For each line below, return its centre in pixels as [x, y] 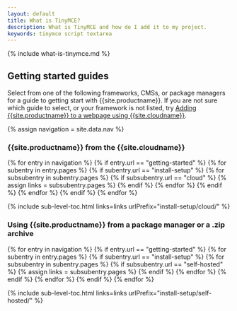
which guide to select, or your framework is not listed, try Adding [102, 108]
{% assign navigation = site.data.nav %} [66, 129]
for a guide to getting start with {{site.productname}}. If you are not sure [112, 100]
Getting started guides [58, 76]
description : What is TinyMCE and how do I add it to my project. [107, 27]
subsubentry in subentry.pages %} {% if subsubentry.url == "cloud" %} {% [117, 178]
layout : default [31, 14]
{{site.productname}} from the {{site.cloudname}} [96, 147]
